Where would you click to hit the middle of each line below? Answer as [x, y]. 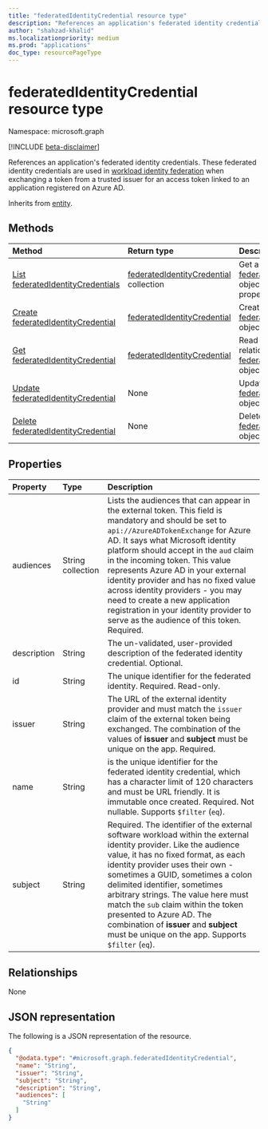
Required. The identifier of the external [180, 825]
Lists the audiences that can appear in [179, 500]
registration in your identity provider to [179, 610]
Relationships [43, 972]
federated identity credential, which [174, 771]
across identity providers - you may [175, 590]
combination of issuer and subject [172, 925]
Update [26, 388]
